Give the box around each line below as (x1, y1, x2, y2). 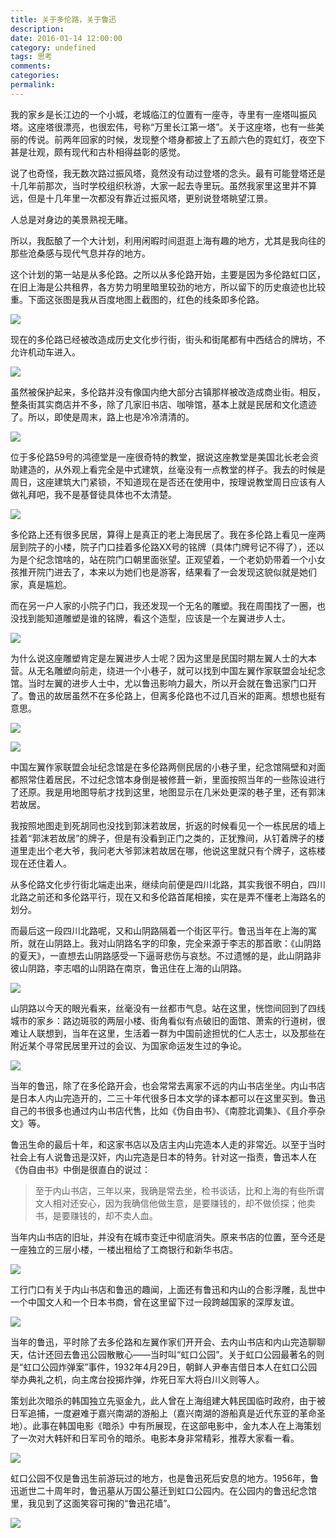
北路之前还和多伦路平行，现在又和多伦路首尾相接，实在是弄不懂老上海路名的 (10, 891, 326, 903)
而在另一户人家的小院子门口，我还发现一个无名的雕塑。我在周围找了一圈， (10, 599, 317, 611)
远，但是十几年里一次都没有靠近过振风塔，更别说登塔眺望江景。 (10, 192, 273, 204)
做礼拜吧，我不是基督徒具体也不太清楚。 (10, 488, 177, 500)
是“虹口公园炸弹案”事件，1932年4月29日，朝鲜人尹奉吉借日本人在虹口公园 (10, 1361, 318, 1373)
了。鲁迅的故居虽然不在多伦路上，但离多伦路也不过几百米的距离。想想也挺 (10, 689, 317, 701)
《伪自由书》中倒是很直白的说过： (10, 1163, 151, 1175)
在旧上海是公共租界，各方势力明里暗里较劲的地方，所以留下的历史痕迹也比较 (10, 281, 326, 293)
